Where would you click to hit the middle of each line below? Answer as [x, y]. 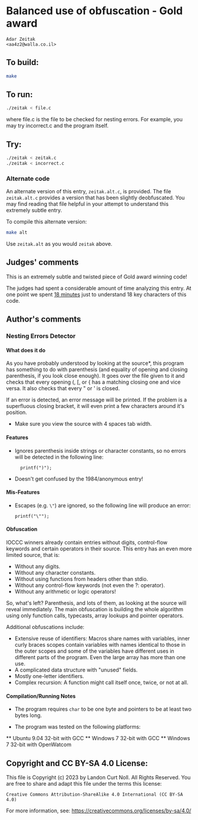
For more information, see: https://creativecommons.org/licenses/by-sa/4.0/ [99, 811]
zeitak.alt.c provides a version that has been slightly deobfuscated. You [95, 198]
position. [17, 413]
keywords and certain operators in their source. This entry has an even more [99, 549]
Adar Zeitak [21, 39]
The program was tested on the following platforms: [77, 727]
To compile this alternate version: [47, 222]
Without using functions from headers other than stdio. [81, 579]
